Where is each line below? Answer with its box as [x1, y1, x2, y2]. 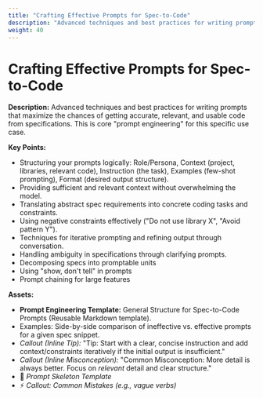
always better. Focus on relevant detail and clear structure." [19, 363, 212, 373]
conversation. [19, 241, 64, 251]
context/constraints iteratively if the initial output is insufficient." [19, 347, 225, 356]
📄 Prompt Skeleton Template [19, 372, 112, 382]
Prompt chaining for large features [19, 275, 131, 284]
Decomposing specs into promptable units [19, 258, 157, 268]
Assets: [8, 290, 34, 299]
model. [19, 192, 42, 201]
